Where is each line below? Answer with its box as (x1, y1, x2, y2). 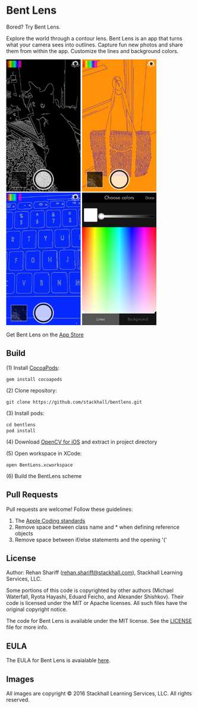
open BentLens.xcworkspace (6, 462, 73, 468)
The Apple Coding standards (14, 517, 86, 524)
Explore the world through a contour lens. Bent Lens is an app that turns (6, 35, 183, 42)
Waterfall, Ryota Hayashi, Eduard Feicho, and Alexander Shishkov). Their (6, 593, 184, 600)
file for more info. (6, 623, 49, 631)
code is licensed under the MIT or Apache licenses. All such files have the (6, 600, 187, 607)
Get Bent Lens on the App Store (6, 331, 84, 338)
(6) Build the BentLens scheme (6, 472, 82, 479)
